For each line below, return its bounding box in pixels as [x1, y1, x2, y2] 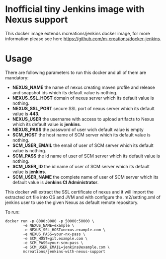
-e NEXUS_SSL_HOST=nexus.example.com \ [23, 227, 106, 232]
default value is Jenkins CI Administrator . [12, 179, 99, 185]
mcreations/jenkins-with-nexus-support [23, 249, 106, 254]
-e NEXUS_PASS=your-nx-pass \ [23, 232, 85, 237]
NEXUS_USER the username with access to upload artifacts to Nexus [12, 116, 155, 122]
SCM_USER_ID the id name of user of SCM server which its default [12, 163, 150, 169]
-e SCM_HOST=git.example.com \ [23, 236, 88, 241]
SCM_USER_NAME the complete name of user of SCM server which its [12, 174, 159, 180]
